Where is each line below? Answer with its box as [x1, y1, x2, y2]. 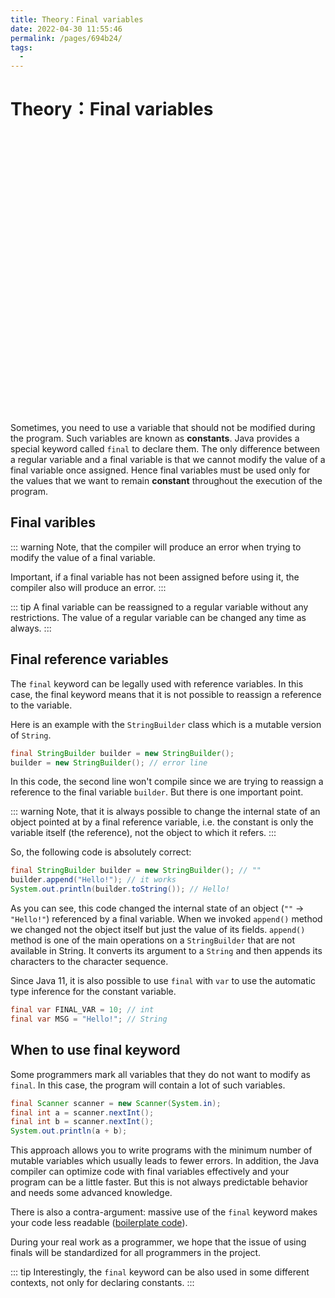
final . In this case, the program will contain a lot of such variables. [10, 1079, 286, 1091]
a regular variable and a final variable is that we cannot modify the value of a [10, 454, 326, 466]
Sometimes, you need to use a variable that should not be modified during [10, 422, 316, 434]
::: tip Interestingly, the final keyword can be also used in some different [10, 1266, 310, 1278]
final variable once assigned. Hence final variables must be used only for [10, 464, 311, 476]
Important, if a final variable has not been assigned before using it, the [10, 571, 300, 583]
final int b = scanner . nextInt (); [10, 1117, 155, 1127]
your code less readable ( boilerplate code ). [10, 1217, 188, 1229]
